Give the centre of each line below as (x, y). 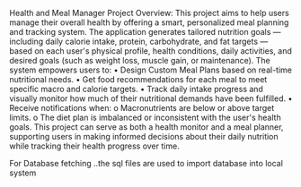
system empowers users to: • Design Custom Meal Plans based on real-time (150, 70)
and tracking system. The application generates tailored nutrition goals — (145, 32)
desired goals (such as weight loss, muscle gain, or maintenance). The (140, 60)
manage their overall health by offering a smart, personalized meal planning (149, 22)
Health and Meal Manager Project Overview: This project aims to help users (149, 13)
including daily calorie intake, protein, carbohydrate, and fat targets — (139, 41)
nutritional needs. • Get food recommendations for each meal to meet (138, 79)
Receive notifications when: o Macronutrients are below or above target (142, 108)
